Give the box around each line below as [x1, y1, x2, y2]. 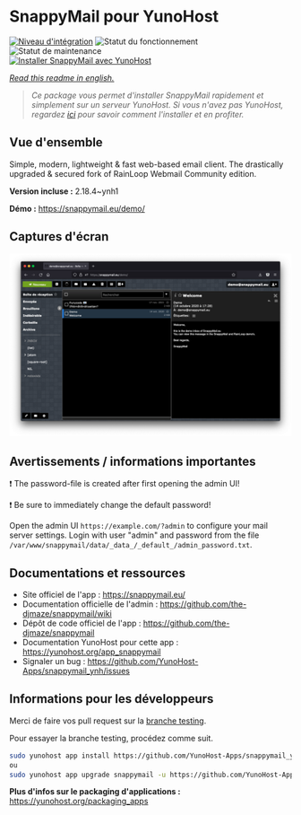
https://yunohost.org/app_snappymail [21, 646, 161, 657]
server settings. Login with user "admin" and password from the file [9, 530, 260, 540]
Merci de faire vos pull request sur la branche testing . [9, 715, 207, 726]
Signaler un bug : [21, 656, 86, 667]
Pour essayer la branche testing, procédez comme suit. [9, 732, 213, 743]
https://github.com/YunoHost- [87, 656, 199, 667]
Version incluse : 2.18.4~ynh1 [9, 186, 119, 197]
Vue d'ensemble [9, 135, 103, 150]
